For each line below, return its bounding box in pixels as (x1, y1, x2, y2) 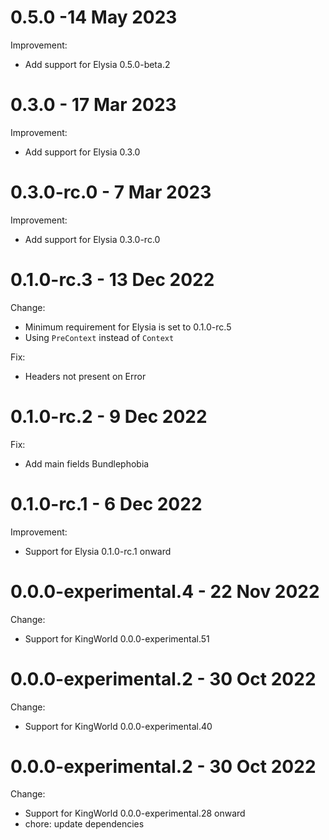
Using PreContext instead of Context (24, 331, 175, 343)
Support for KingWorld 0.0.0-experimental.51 (24, 632, 210, 645)
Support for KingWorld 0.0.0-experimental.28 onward (24, 807, 246, 820)
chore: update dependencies (24, 818, 145, 830)
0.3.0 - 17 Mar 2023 (10, 94, 177, 116)
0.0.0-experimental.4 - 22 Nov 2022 (10, 580, 320, 603)
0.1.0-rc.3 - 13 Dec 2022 (10, 269, 215, 291)
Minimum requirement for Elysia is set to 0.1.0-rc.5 (24, 321, 232, 333)
